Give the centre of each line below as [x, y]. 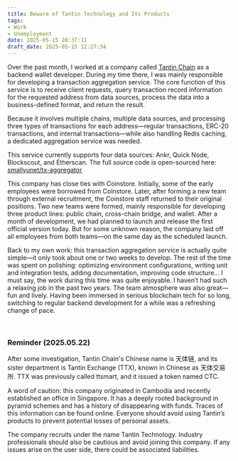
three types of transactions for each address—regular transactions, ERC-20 [118, 126]
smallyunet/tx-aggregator [45, 170]
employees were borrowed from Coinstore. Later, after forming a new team [117, 191]
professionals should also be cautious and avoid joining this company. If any [119, 442]
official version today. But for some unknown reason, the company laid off [115, 229]
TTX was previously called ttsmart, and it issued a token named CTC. [118, 377]
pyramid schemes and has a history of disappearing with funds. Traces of [115, 406]
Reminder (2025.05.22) [49, 343]
